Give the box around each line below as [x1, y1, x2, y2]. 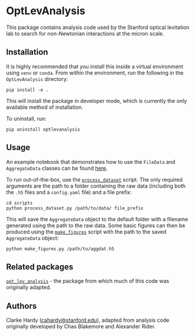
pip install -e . [6, 87, 49, 93]
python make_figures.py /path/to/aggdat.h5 [6, 245, 115, 252]
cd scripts [6, 200, 33, 206]
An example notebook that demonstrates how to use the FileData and [6, 158, 176, 165]
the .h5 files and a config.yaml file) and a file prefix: [6, 188, 132, 196]
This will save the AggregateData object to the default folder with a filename [6, 215, 189, 222]
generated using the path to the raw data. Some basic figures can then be [6, 222, 186, 229]
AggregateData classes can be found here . [6, 164, 108, 172]
